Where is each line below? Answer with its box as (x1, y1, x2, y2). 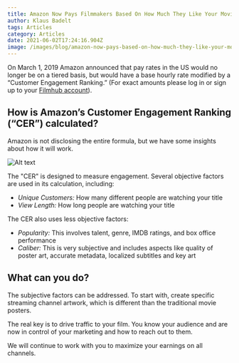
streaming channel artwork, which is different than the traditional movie (7, 298, 217, 307)
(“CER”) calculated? (7, 118, 99, 130)
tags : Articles (7, 24, 53, 31)
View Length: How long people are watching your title (17, 200, 176, 209)
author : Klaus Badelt (7, 17, 72, 24)
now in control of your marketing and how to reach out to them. (7, 327, 193, 336)
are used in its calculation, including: (7, 179, 115, 188)
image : (7, 44, 27, 51)
